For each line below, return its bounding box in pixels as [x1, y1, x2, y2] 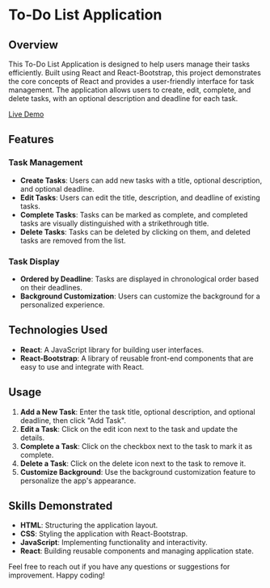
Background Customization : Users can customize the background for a [19, 291, 260, 301]
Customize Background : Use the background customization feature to [19, 467, 256, 476]
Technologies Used [8, 324, 108, 337]
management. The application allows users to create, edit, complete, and [8, 85, 251, 95]
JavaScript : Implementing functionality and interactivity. [19, 538, 208, 548]
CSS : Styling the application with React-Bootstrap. [19, 529, 188, 539]
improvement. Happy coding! [8, 570, 105, 580]
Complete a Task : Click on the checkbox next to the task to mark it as [19, 441, 253, 451]
